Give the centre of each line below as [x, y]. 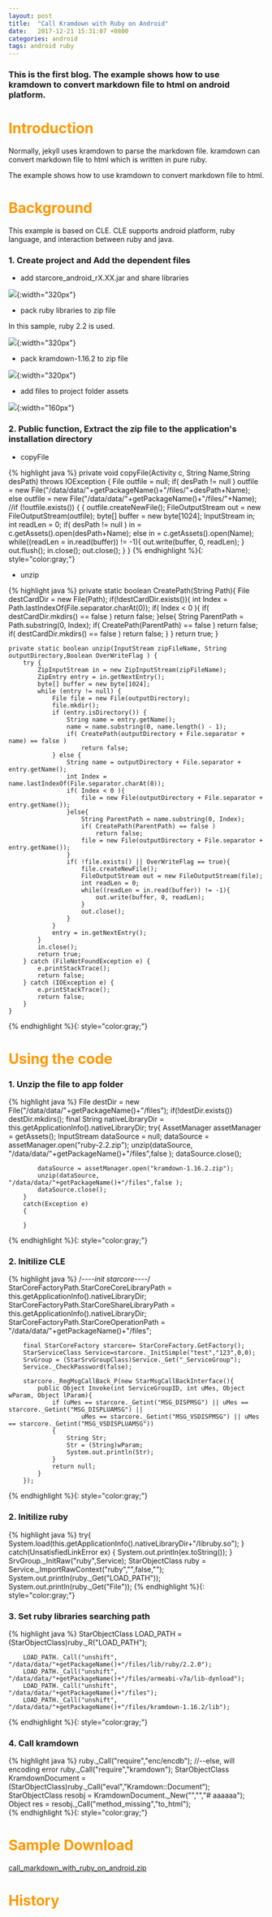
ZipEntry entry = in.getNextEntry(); [101, 677]
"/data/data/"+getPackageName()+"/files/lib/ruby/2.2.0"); [110, 1664]
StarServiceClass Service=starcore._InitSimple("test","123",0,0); [139, 1353]
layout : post [30, 16]
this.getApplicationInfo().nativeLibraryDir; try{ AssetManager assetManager [135, 1127]
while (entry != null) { [80, 691]
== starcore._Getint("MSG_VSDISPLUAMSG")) [81, 1424]
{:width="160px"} [45, 408]
